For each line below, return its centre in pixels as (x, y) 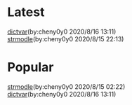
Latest (26, 12)
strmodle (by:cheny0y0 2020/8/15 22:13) (66, 38)
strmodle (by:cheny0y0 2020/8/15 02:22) (66, 86)
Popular (31, 68)
